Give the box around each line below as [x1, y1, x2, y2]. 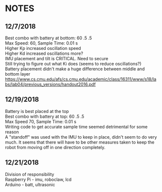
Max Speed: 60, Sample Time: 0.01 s [5, 40, 78, 46]
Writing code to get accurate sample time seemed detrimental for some [5, 124, 148, 129]
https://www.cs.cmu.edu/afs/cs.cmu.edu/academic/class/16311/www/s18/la [5, 76, 157, 82]
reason [5, 129, 19, 135]
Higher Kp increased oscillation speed [5, 46, 81, 51]
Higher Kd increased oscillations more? [5, 50, 83, 56]
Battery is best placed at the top [5, 108, 69, 114]
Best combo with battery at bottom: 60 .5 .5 [5, 35, 92, 41]
